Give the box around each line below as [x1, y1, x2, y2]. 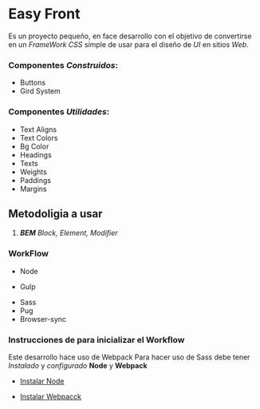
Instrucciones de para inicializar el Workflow [8, 334, 185, 345]
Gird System [19, 86, 61, 96]
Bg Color [19, 141, 49, 151]
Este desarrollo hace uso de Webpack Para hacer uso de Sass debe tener [8, 352, 250, 362]
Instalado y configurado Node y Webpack [8, 360, 148, 370]
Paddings [19, 175, 52, 185]
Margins [19, 184, 47, 193]
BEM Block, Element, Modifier [19, 228, 118, 238]
